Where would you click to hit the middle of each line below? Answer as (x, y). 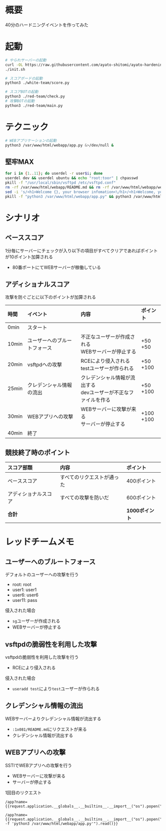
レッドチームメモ (40, 542)
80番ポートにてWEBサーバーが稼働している (57, 267)
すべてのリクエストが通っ (89, 477)
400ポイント (141, 481)
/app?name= (16, 815)
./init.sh (15, 69)
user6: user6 (25, 595)
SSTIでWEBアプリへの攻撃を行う (39, 765)
